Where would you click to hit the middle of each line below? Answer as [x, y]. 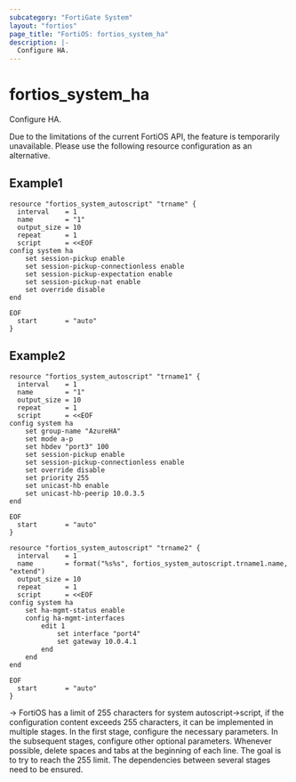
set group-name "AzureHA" [73, 431]
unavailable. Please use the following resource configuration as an [131, 146]
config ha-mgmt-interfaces [75, 618]
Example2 [37, 356]
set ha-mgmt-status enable [75, 610]
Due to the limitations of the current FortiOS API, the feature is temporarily [144, 137]
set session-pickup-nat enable [83, 281]
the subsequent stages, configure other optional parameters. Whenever [141, 741]
